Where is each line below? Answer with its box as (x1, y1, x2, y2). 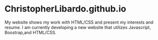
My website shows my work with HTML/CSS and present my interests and (4, 19, 154, 25)
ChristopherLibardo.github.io (4, 3, 126, 14)
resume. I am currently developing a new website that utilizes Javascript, (4, 24, 151, 30)
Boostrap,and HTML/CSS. (4, 29, 57, 35)
